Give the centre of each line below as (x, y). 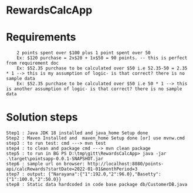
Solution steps (42, 117)
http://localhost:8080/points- (126, 164)
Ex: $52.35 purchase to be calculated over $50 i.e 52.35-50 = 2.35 (102, 68)
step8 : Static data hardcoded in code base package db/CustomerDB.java (97, 185)
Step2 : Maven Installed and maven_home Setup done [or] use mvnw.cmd (95, 138)
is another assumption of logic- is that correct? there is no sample (94, 89)
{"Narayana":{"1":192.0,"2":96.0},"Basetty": (104, 174)
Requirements (41, 37)
